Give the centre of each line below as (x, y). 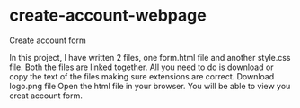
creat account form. (46, 96)
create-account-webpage (108, 16)
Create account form (48, 40)
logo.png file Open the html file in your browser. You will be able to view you (150, 86)
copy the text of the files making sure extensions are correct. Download (142, 76)
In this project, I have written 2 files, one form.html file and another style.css (150, 57)
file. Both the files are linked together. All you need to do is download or (141, 67)
